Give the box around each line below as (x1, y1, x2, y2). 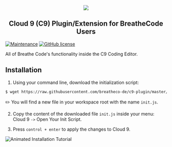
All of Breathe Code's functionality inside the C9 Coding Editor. (5, 51, 138, 57)
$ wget (5, 89, 19, 94)
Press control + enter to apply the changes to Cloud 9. (12, 126, 131, 132)
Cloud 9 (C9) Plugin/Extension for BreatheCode (9, 19, 163, 28)
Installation (5, 66, 42, 74)
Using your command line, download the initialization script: (12, 79, 139, 86)
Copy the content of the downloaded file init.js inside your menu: (12, 111, 155, 117)
